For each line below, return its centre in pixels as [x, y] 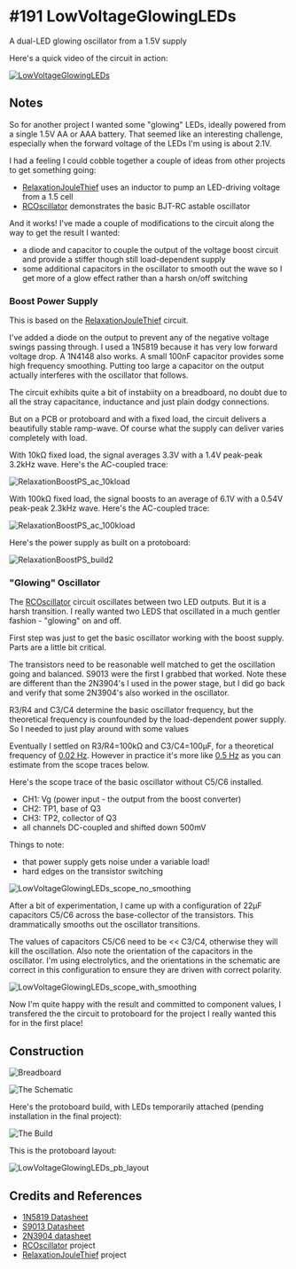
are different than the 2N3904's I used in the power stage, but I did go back [147, 684]
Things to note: [37, 845]
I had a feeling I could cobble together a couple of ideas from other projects [148, 161]
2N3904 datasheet [56, 1235]
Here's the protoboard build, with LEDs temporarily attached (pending [136, 1107]
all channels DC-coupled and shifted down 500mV [114, 827]
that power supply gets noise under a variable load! [116, 862]
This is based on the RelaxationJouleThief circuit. [99, 320]
